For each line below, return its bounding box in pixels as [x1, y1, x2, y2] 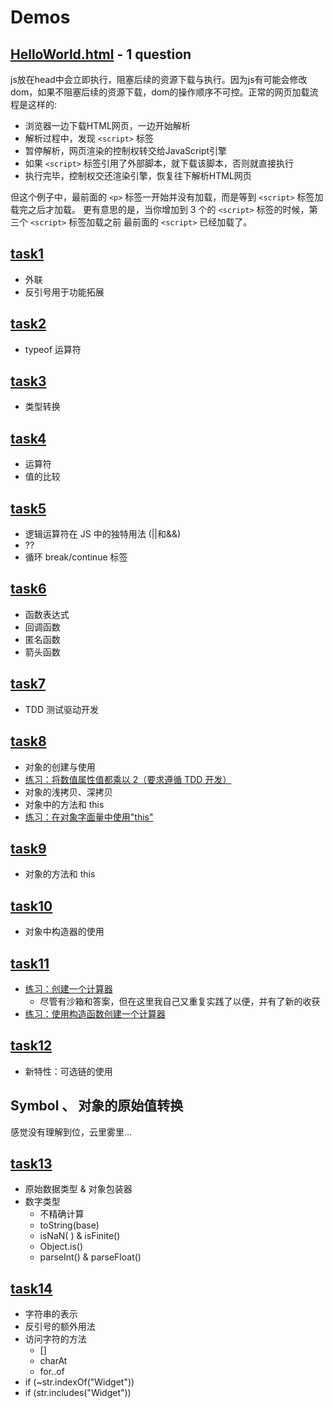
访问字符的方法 [24, 1333, 87, 1345]
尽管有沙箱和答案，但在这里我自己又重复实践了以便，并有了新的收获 [39, 995, 321, 1007]
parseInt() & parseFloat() [39, 1251, 142, 1263]
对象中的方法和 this [24, 798, 105, 810]
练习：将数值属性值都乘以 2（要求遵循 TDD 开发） [24, 773, 232, 785]
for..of [39, 1366, 65, 1378]
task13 [10, 1155, 53, 1172]
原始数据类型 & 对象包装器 [24, 1183, 133, 1195]
